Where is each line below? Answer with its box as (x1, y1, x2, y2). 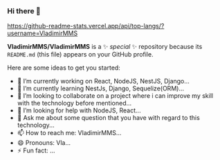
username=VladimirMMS (7, 29, 78, 37)
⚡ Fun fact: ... (17, 146, 55, 154)
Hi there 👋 (7, 6, 42, 16)
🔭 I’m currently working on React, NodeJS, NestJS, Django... (17, 77, 190, 86)
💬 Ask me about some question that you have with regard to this (17, 114, 201, 122)
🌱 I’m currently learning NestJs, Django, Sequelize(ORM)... (17, 84, 185, 92)
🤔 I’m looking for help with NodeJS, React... (17, 106, 141, 114)
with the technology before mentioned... (17, 99, 132, 108)
